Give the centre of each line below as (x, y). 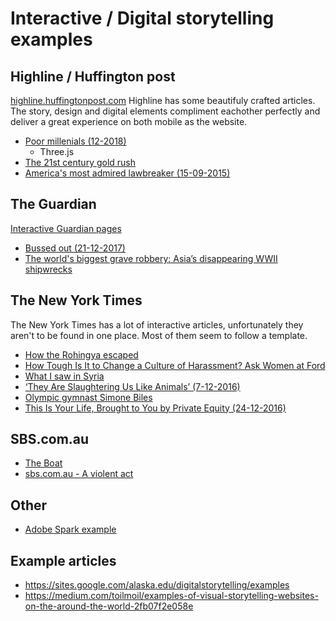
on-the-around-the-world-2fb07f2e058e (109, 606)
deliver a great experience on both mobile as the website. (129, 121)
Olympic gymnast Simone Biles (88, 397)
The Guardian (53, 204)
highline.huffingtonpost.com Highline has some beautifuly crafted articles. (163, 100)
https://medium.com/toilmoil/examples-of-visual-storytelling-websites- (171, 596)
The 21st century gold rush (80, 162)
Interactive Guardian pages (66, 228)
